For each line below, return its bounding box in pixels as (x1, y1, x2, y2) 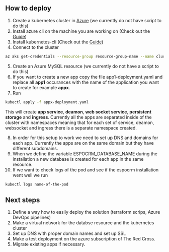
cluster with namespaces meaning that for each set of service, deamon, (5, 119, 154, 125)
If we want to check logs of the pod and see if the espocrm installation (12, 166, 159, 173)
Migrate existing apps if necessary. (12, 241, 86, 247)
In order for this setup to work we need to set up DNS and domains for (12, 135, 158, 141)
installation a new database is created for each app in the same (12, 156, 144, 162)
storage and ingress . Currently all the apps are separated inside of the (5, 114, 152, 120)
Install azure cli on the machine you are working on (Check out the (12, 28, 150, 34)
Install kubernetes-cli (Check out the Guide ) (12, 39, 104, 45)
